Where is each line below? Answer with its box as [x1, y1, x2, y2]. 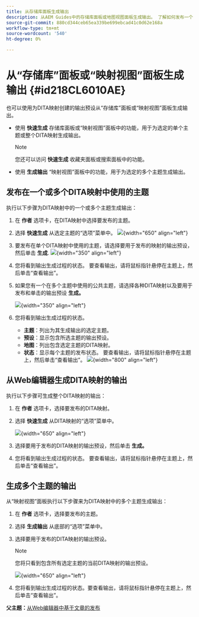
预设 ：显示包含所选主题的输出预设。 [23, 334, 113, 341]
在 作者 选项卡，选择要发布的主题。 [14, 510, 101, 518]
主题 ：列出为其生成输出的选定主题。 [23, 326, 113, 333]
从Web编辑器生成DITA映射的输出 [6, 375, 127, 385]
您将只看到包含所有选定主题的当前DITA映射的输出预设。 [14, 560, 152, 567]
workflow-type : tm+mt [6, 25, 60, 31]
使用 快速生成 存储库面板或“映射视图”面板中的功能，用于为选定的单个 [14, 124, 184, 131]
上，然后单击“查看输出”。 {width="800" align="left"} [23, 356, 158, 363]
